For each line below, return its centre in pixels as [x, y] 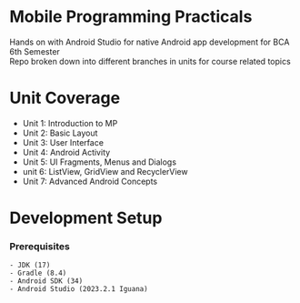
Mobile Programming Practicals [131, 17]
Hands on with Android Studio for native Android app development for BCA [150, 42]
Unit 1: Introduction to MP [70, 123]
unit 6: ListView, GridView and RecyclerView [105, 171]
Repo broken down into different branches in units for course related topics [150, 61]
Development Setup [86, 218]
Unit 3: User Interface [63, 142]
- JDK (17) [30, 266]
